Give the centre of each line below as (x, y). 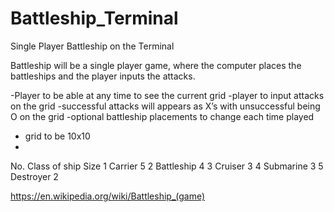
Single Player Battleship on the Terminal (92, 46)
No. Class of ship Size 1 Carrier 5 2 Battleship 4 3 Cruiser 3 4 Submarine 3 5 (167, 166)
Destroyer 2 (34, 176)
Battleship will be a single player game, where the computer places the (156, 65)
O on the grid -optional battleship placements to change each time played (162, 116)
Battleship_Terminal (94, 18)
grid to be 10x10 (57, 136)
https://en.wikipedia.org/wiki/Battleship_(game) (108, 196)
